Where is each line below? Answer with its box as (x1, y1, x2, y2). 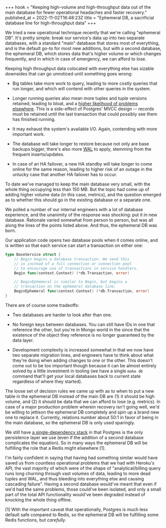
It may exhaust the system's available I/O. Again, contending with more (12, 126, 158, 132)
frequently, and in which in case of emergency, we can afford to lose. (5, 56, 147, 61)
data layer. (12, 337, 34, 343)
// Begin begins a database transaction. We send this (14, 256, 130, 262)
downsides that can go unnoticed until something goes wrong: (5, 71, 133, 76)
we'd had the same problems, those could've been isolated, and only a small (5, 486, 162, 492)
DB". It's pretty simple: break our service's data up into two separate (5, 35, 145, 41)
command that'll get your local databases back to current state (12, 373, 141, 379)
